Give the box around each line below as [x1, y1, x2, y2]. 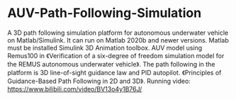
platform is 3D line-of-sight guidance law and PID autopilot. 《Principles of [7, 68, 222, 77]
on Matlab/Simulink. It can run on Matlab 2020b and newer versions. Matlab [7, 35, 229, 44]
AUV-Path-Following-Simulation [7, 5, 202, 21]
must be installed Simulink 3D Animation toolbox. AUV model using [7, 43, 203, 52]
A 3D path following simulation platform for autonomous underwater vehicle [7, 28, 229, 37]
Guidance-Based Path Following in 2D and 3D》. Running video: [7, 77, 191, 85]
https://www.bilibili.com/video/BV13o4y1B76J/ [7, 84, 142, 93]
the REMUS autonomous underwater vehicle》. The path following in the [7, 60, 215, 68]
